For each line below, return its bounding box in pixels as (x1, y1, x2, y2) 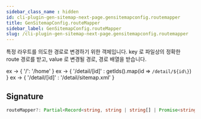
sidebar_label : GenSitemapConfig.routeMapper (6, 25, 121, 32)
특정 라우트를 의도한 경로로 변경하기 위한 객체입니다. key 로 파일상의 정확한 (6, 48, 181, 56)
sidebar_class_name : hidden (6, 8, 79, 15)
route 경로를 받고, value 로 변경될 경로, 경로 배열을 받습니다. (6, 56, 147, 63)
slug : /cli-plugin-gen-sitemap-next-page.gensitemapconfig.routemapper (6, 31, 188, 37)
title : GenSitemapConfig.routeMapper (6, 20, 100, 26)
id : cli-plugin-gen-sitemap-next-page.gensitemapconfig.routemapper (6, 14, 181, 20)
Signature (6, 91, 44, 102)
